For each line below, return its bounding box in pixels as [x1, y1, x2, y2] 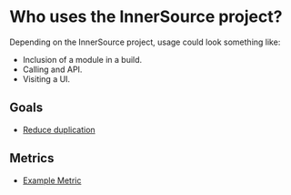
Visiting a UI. [22, 73, 71, 84]
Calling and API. [22, 64, 83, 75]
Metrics [9, 150, 55, 166]
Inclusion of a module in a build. [22, 54, 143, 65]
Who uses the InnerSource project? [9, 6, 283, 27]
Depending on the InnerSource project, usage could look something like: [9, 36, 281, 47]
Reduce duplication [22, 124, 95, 135]
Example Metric [22, 175, 82, 186]
